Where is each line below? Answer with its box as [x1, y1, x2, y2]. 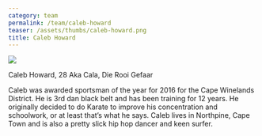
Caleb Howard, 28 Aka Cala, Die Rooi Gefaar [8, 70, 154, 80]
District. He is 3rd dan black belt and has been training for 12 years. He [8, 94, 239, 104]
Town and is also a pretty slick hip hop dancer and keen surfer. [8, 119, 214, 129]
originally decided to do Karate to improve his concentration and [8, 102, 218, 111]
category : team [8, 11, 59, 20]
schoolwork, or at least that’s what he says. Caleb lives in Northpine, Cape [8, 111, 251, 120]
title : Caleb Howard [8, 33, 77, 42]
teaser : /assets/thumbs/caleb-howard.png [8, 26, 147, 34]
